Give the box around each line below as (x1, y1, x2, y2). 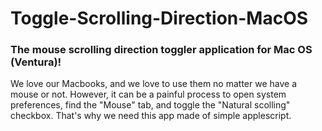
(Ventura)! (10, 55, 62, 69)
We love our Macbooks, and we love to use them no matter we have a (10, 78, 298, 90)
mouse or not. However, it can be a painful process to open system (10, 88, 287, 101)
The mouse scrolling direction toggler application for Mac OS (10, 43, 313, 57)
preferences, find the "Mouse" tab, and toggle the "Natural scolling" (10, 99, 291, 111)
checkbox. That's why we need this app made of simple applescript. (10, 110, 292, 122)
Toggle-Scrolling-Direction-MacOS (10, 7, 309, 30)
